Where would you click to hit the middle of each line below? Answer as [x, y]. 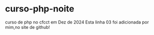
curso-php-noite [40, 9]
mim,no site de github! [28, 27]
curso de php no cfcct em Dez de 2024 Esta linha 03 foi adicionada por [77, 22]
